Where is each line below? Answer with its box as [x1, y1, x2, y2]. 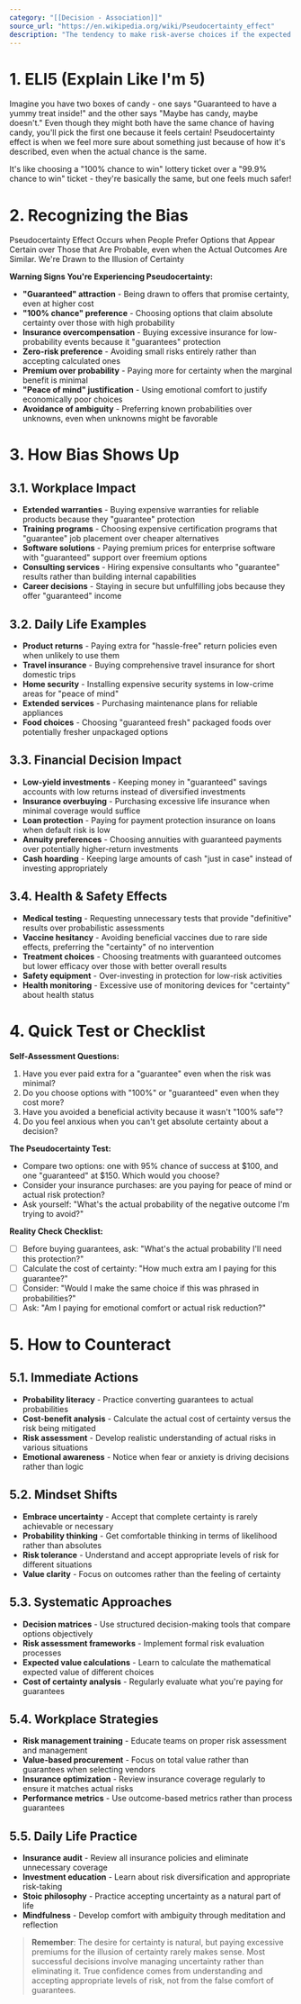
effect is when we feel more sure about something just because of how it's [9, 137, 286, 148]
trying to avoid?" [22, 1208, 84, 1219]
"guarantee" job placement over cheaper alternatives [22, 533, 220, 544]
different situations [22, 1559, 93, 1570]
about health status [22, 989, 94, 1000]
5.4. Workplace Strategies [9, 1711, 159, 1727]
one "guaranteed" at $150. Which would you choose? [22, 1170, 220, 1181]
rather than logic [22, 1461, 84, 1472]
